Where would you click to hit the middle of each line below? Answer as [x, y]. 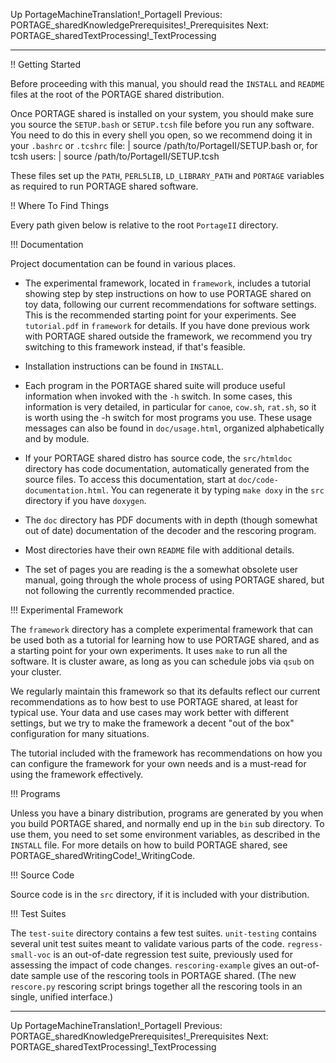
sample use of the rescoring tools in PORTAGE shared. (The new [163, 975]
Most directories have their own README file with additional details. [159, 550]
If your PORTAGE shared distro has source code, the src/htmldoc [158, 458]
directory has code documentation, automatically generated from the [167, 468]
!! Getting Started [46, 64]
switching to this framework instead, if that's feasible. [135, 347]
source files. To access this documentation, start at [130, 479]
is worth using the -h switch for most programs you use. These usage [168, 417]
